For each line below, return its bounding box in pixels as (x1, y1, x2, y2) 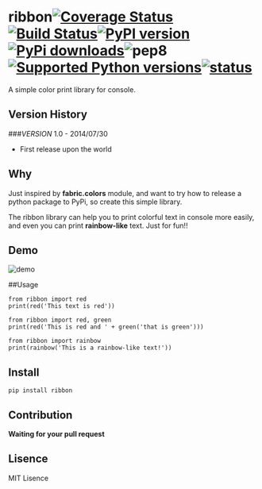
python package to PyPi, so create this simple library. (8, 197, 183, 206)
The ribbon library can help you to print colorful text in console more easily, (8, 212, 255, 221)
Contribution (8, 408, 73, 422)
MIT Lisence (8, 473, 49, 483)
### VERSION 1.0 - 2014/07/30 (8, 129, 109, 138)
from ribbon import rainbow (8, 337, 102, 345)
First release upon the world (19, 144, 113, 154)
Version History (8, 108, 87, 121)
